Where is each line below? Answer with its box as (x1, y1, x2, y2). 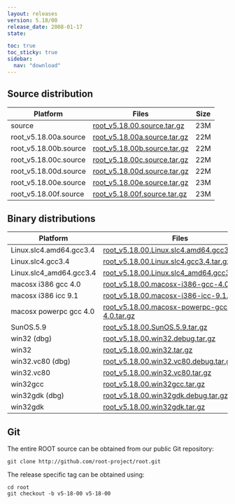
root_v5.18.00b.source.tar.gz (92, 143, 189, 153)
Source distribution (7, 88, 93, 100)
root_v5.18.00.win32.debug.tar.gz (102, 334, 216, 343)
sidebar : (7, 55, 33, 63)
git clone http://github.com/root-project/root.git (7, 458, 161, 465)
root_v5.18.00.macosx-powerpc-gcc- (102, 302, 232, 312)
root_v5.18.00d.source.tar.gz (92, 166, 189, 176)
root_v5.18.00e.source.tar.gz (92, 177, 189, 187)
